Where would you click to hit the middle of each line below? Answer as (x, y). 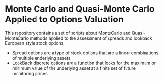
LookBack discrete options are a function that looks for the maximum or (84, 63)
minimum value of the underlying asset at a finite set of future (74, 68)
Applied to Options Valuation (64, 19)
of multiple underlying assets (41, 58)
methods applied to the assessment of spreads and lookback (91, 38)
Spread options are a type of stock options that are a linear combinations (85, 53)
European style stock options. (35, 43)
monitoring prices (30, 73)
